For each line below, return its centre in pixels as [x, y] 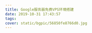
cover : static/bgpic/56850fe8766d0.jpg [46, 23]
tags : [11, 18]
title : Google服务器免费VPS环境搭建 [40, 9]
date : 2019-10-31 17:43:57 [33, 14]
